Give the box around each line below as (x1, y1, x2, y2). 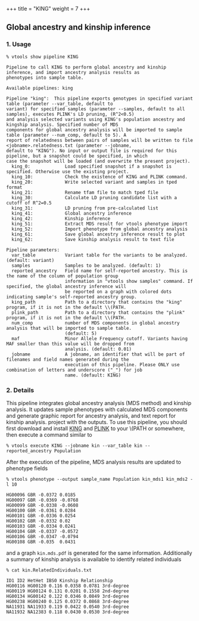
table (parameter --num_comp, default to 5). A (6, 132, 127, 138)
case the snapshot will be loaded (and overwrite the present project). (6, 158, 191, 164)
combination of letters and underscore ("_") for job (6, 367, 143, 373)
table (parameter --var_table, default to (6, 101, 113, 107)
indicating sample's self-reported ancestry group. (6, 293, 137, 300)
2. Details (6, 386, 35, 394)
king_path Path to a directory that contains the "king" (11, 299, 183, 305)
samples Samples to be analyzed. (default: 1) (11, 262, 161, 268)
